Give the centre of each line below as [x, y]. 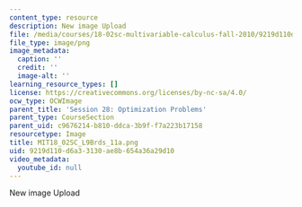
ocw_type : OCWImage [46, 101]
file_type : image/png [50, 43]
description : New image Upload [68, 26]
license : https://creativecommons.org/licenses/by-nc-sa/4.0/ [128, 92]
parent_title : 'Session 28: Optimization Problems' [108, 109]
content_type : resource [54, 17]
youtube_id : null [50, 168]
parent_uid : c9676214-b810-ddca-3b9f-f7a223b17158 [106, 126]
